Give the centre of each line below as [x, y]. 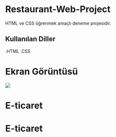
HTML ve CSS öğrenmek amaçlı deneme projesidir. [58, 23]
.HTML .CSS [18, 51]
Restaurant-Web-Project [58, 9]
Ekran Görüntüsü [42, 71]
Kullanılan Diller [31, 39]
